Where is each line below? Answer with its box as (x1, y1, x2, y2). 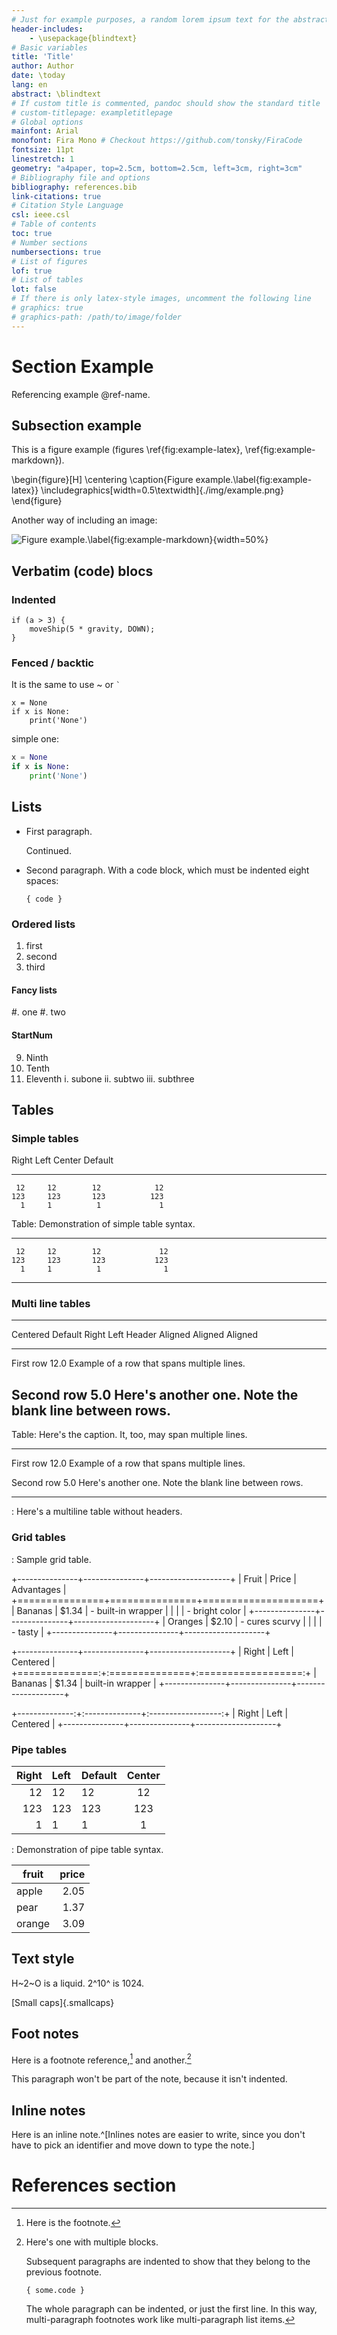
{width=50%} (212, 534, 269, 546)
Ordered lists (11, 917, 76, 931)
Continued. (25, 844, 72, 856)
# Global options (11, 117, 84, 127)
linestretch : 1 (11, 154, 75, 164)
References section (11, 2174, 177, 2197)
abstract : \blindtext (11, 89, 102, 99)
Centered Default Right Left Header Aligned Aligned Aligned (11, 1329, 259, 1341)
